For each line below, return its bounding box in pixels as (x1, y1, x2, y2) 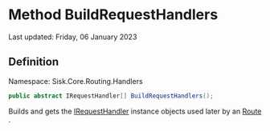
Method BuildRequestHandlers (8, 6, 219, 24)
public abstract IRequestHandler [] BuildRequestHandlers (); (8, 92, 215, 100)
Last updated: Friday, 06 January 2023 (8, 32, 137, 42)
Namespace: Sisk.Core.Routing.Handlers (8, 76, 143, 85)
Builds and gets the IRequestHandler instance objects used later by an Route (8, 106, 262, 116)
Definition (8, 55, 59, 69)
